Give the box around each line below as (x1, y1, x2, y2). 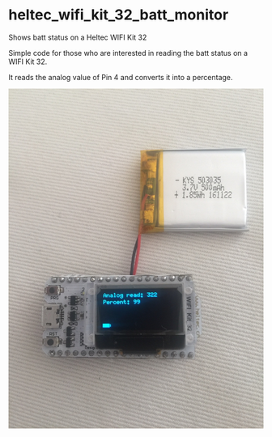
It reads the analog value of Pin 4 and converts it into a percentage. (8, 72, 233, 82)
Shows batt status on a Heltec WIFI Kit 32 (8, 32, 147, 42)
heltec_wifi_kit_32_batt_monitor (8, 6, 229, 24)
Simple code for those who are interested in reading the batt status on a (8, 48, 249, 57)
